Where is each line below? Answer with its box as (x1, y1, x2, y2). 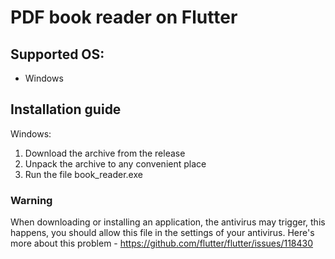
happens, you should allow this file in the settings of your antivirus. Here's (10, 227, 315, 239)
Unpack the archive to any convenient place (24, 157, 207, 170)
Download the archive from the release (24, 147, 186, 159)
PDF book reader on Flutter (10, 6, 238, 29)
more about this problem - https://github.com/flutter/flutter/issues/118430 (10, 237, 314, 250)
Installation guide (10, 101, 122, 118)
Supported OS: (10, 46, 105, 63)
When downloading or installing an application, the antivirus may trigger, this (10, 216, 326, 228)
